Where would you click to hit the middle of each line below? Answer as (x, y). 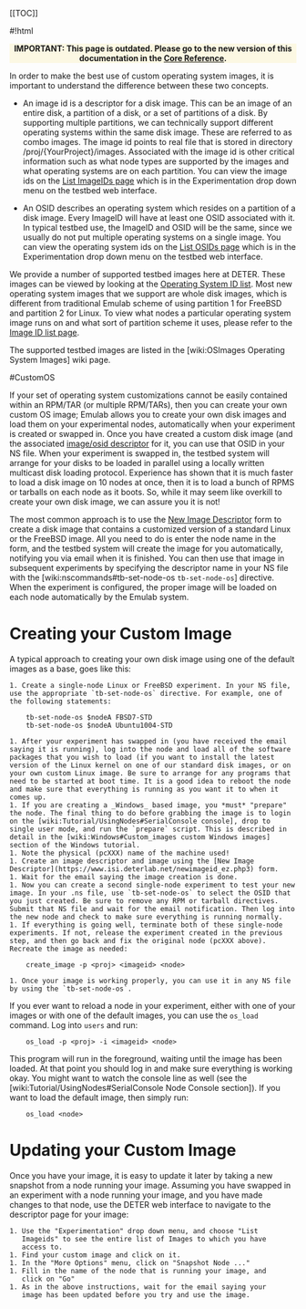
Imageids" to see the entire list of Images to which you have (144, 1239)
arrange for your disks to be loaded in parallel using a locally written (137, 463)
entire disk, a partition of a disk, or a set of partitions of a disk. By (145, 113)
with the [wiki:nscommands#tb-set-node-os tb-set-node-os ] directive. (142, 577)
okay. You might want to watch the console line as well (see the (128, 1078)
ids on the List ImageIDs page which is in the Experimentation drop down (159, 181)
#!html (21, 31)
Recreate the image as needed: (69, 949)
